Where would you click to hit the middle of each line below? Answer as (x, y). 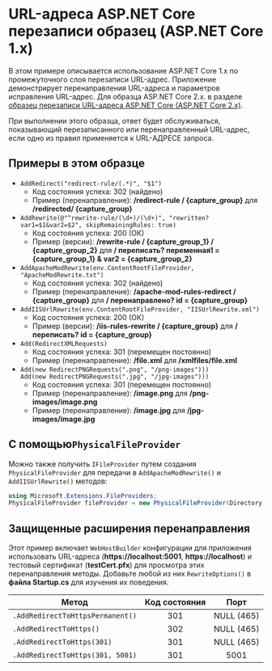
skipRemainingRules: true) (131, 225)
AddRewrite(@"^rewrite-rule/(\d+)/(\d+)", (93, 218)
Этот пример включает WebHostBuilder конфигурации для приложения (130, 548)
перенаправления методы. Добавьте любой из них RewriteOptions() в (130, 574)
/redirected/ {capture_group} (82, 209)
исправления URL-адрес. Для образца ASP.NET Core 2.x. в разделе (125, 96)
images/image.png (65, 402)
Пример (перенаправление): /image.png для (110, 393)
